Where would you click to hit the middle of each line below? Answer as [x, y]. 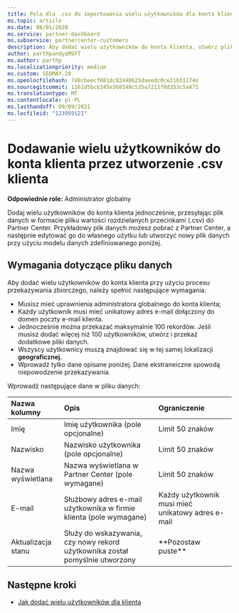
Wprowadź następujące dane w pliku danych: [74, 386]
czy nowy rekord [92, 542]
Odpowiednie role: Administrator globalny [69, 199]
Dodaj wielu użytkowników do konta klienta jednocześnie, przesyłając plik [116, 212]
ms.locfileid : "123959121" [47, 113]
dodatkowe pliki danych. [53, 341]
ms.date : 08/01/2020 [38, 27]
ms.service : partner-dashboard [54, 34]
